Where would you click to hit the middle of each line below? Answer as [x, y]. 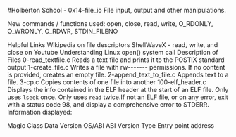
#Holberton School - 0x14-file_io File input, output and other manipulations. [117, 10]
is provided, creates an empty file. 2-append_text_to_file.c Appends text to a [118, 74]
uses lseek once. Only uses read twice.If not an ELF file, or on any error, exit [118, 97]
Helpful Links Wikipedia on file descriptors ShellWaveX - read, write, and [113, 45]
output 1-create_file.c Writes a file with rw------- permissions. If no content [116, 67]
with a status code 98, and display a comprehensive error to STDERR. [108, 104]
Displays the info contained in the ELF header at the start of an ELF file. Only [118, 90]
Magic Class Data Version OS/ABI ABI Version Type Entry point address [111, 125]
